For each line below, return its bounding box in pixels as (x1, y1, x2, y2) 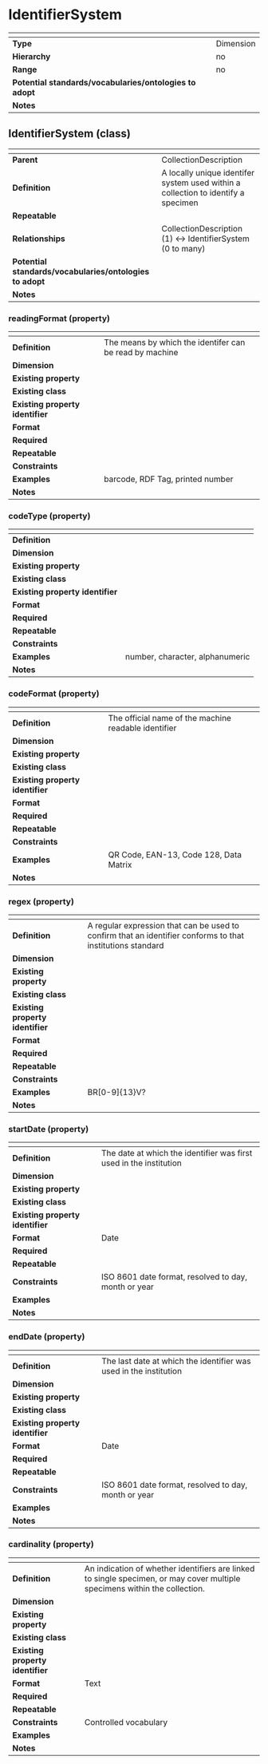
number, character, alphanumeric (124, 651, 250, 662)
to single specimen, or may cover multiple (84, 1572, 241, 1584)
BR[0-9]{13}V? (87, 1086, 146, 1098)
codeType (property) (8, 510, 91, 521)
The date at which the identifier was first (100, 1148, 253, 1159)
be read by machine (103, 347, 179, 358)
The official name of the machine (108, 712, 231, 723)
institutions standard (87, 939, 164, 951)
